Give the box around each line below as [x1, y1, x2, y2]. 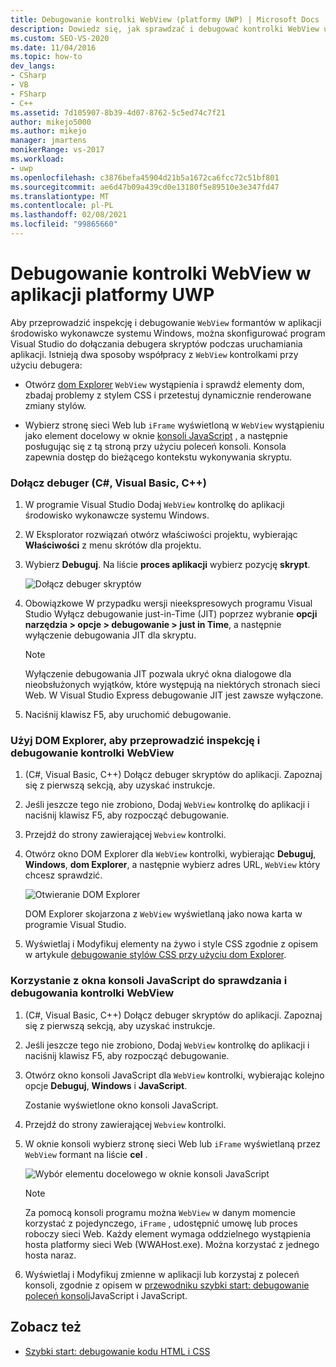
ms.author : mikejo [10, 126, 87, 136]
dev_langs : [10, 61, 56, 71]
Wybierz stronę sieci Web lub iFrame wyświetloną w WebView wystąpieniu [24, 419, 325, 431]
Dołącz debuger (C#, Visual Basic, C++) [10, 476, 207, 490]
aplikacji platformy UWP [10, 284, 215, 306]
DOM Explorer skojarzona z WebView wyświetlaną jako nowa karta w [24, 908, 303, 920]
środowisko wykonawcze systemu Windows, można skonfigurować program [10, 327, 326, 339]
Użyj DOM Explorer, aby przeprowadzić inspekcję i [10, 734, 261, 748]
